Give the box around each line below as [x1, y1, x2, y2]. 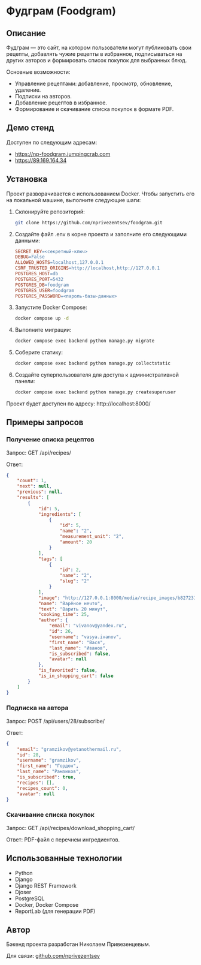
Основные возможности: [6, 68, 71, 76]
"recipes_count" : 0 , [17, 785, 68, 791]
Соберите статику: [14, 349, 63, 356]
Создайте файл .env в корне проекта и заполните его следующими [14, 230, 187, 238]
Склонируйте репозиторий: [14, 208, 85, 215]
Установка [6, 174, 48, 184]
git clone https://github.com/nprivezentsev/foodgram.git [14, 220, 163, 226]
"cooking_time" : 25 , [38, 612, 90, 618]
